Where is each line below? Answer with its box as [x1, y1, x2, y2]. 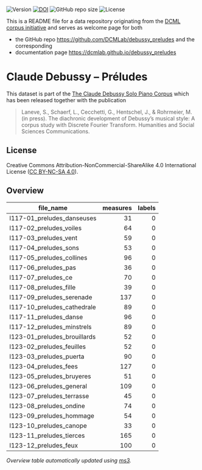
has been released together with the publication [6, 96, 127, 103]
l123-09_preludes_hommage [9, 411, 94, 420]
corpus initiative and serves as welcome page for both [6, 24, 143, 31]
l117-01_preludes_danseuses [9, 213, 97, 222]
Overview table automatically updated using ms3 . [6, 457, 132, 464]
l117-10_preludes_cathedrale [9, 303, 96, 311]
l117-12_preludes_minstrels [9, 322, 92, 331]
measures [102, 204, 132, 212]
